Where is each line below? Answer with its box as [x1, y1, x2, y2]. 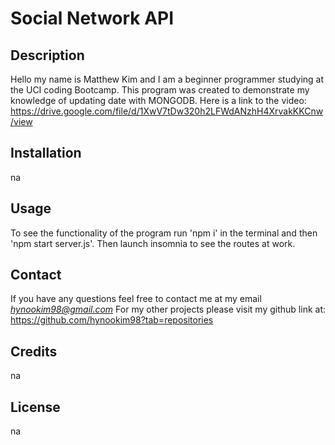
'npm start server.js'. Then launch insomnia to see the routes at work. [10, 237, 296, 249]
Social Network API [10, 7, 175, 30]
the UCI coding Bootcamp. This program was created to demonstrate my [10, 84, 310, 96]
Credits [10, 343, 58, 360]
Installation [10, 145, 82, 162]
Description [10, 47, 85, 64]
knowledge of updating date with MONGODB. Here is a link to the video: [10, 95, 307, 106]
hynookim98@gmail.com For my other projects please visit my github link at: [10, 303, 326, 316]
